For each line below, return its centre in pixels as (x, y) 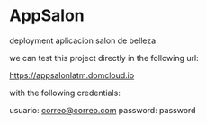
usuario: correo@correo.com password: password (103, 110)
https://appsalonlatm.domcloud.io (72, 75)
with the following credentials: (65, 93)
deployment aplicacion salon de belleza (83, 40)
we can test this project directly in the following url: (104, 58)
